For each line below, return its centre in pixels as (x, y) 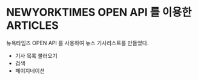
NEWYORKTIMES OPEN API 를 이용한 (99, 12)
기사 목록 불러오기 (36, 55)
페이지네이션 (30, 70)
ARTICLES (32, 26)
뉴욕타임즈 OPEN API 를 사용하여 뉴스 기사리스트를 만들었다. (78, 43)
